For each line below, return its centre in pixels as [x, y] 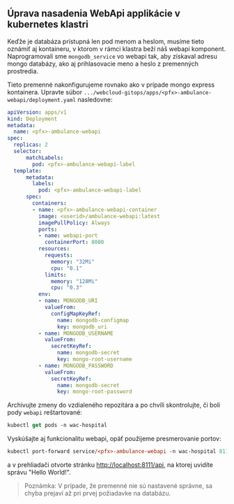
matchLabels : [45, 158]
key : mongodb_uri [82, 326]
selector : [28, 152]
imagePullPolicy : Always [74, 223]
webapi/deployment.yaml [42, 100]
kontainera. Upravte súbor [45, 92]
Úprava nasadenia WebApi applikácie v [94, 14]
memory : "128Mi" [75, 281]
